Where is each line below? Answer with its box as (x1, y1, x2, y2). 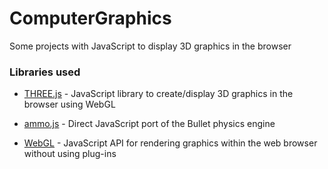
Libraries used (9, 65, 81, 79)
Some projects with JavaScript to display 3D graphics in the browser (9, 40, 292, 52)
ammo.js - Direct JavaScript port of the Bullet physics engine (23, 118, 276, 130)
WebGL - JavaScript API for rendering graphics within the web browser (23, 137, 318, 149)
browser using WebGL (23, 98, 116, 111)
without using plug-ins (23, 148, 117, 160)
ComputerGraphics (9, 7, 172, 30)
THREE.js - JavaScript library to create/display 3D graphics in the (23, 88, 294, 100)
